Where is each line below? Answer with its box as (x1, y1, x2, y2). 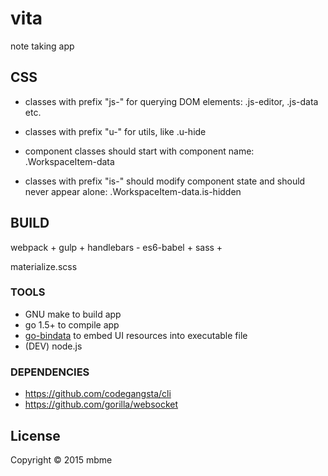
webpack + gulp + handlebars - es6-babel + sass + (10, 241, 223, 253)
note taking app (10, 40, 75, 52)
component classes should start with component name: (24, 145, 255, 157)
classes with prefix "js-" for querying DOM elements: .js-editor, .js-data (24, 95, 319, 107)
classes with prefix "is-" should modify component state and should (24, 175, 306, 187)
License (10, 427, 61, 444)
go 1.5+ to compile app (24, 318, 120, 331)
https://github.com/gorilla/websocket (24, 398, 179, 411)
